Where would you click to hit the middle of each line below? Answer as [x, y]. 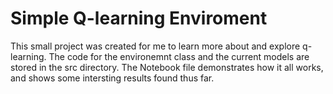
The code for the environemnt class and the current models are [179, 56]
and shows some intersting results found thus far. [112, 78]
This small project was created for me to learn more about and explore [155, 46]
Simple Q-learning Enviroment [139, 18]
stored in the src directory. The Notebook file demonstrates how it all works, [167, 67]
